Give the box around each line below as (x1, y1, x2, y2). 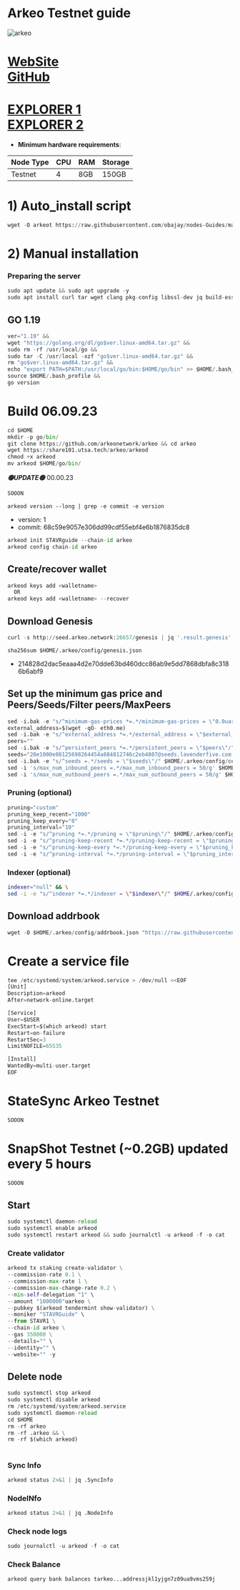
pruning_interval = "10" (7, 824, 75, 831)
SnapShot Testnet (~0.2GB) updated (7, 1141, 229, 1156)
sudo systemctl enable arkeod (7, 1225, 98, 1232)
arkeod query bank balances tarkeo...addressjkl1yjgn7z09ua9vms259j (7, 1576, 216, 1583)
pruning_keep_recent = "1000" (7, 811, 91, 818)
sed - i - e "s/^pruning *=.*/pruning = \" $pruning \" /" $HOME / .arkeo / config (7, 831, 235, 838)
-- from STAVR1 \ (7, 1318, 56, 1325)
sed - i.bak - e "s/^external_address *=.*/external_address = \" (7, 731, 203, 739)
